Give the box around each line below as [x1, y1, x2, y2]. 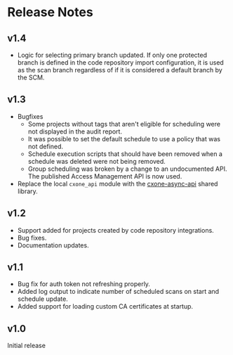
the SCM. [17, 73, 45, 82]
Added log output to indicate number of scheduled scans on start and [17, 288, 220, 296]
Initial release [7, 342, 46, 350]
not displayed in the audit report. [27, 127, 123, 136]
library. [17, 187, 39, 195]
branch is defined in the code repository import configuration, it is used [17, 58, 225, 67]
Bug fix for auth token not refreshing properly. [17, 280, 151, 288]
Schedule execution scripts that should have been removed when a [27, 149, 223, 158]
